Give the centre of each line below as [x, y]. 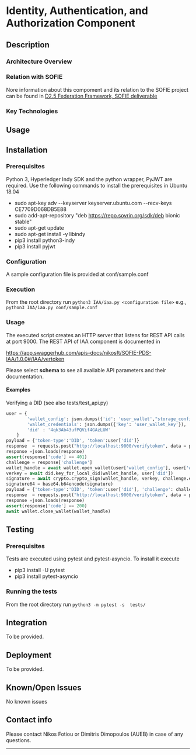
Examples [18, 390]
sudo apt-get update [39, 228]
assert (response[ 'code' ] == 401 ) [47, 457]
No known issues [27, 701]
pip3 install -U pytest [40, 570]
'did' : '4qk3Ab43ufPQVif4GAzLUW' [69, 430]
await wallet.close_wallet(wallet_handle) [58, 511]
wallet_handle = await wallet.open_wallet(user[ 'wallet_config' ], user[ [96, 468]
